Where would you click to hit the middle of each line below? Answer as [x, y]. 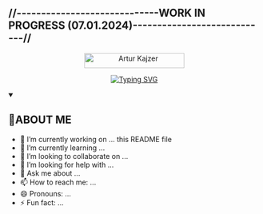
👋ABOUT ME [40, 120]
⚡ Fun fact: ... [42, 202]
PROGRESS [37, 26]
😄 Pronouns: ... [46, 193]
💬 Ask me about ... [50, 173]
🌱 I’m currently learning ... [62, 148]
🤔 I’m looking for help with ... [67, 164]
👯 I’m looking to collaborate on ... [74, 156]
